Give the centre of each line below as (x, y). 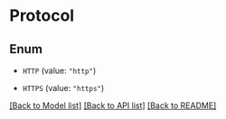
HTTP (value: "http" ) (59, 70)
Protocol (42, 16)
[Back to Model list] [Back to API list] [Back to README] (113, 105)
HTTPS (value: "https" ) (63, 88)
